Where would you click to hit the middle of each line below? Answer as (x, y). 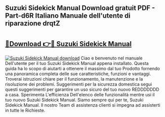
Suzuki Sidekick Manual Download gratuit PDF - (80, 8)
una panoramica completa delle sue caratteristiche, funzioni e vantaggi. (78, 74)
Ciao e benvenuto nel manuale (112, 58)
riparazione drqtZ (33, 23)
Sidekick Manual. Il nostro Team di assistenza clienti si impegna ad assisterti (83, 105)
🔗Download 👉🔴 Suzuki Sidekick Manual (68, 44)
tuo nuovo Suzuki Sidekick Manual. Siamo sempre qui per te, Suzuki (74, 100)
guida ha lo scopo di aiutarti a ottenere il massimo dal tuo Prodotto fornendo (82, 69)
